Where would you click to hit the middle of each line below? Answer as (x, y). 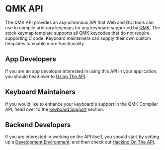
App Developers (31, 59)
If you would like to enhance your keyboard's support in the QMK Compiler (82, 104)
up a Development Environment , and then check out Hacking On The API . (80, 142)
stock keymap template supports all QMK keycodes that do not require (77, 33)
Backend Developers (38, 125)
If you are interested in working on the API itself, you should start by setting (82, 137)
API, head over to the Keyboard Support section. (55, 109)
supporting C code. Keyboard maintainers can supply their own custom (78, 38)
